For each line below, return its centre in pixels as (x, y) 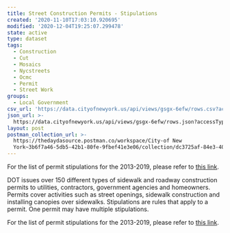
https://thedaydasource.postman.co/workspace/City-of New (98, 141)
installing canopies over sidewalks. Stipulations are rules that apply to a (108, 202)
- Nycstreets (32, 71)
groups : (18, 97)
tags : (15, 45)
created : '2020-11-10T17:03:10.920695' (64, 20)
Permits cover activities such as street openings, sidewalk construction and (114, 195)
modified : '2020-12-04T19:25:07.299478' (66, 26)
